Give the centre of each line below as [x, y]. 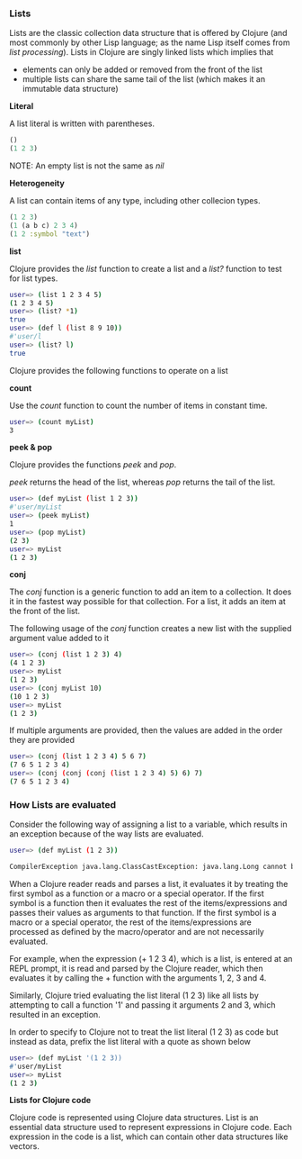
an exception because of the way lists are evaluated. [107, 834]
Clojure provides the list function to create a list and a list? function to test [146, 268]
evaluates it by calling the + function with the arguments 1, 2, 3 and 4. [138, 978]
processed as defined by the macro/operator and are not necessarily [137, 931]
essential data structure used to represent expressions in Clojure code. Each [151, 1127]
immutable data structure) [70, 89]
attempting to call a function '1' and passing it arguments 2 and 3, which [142, 1005]
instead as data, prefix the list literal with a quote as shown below [130, 1041]
